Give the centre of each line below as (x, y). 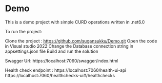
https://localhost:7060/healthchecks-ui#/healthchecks (60, 75)
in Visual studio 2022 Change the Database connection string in (69, 46)
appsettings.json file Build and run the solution (52, 51)
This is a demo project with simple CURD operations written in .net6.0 (75, 22)
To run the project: (24, 31)
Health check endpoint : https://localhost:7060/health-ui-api (66, 70)
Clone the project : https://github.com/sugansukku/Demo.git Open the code (81, 41)
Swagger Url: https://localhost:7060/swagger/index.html (62, 61)
